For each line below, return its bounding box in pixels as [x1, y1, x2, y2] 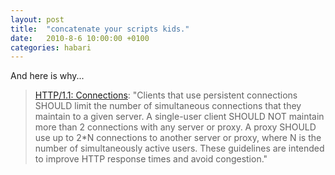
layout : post [10, 14, 65, 25]
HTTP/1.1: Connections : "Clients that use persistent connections [34, 89, 298, 101]
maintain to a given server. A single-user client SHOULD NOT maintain [34, 111, 325, 123]
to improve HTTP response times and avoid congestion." [34, 153, 268, 165]
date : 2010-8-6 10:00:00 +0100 [10, 33, 150, 43]
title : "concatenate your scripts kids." [10, 24, 190, 34]
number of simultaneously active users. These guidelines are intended [34, 142, 325, 155]
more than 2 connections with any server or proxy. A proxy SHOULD [34, 121, 317, 133]
